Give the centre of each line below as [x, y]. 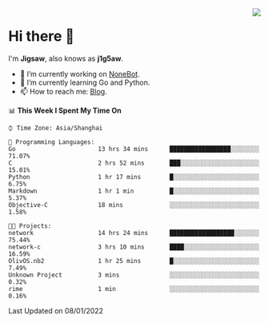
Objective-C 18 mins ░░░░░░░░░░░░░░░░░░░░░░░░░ [134, 205]
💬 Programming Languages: [51, 142]
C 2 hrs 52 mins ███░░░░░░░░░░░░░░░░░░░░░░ [134, 163]
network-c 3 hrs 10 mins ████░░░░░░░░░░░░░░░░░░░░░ [134, 247]
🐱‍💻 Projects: [30, 226]
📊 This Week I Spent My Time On [65, 110]
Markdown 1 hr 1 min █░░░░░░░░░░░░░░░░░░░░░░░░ [134, 191]
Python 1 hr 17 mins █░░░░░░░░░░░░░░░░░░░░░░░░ [134, 177]
